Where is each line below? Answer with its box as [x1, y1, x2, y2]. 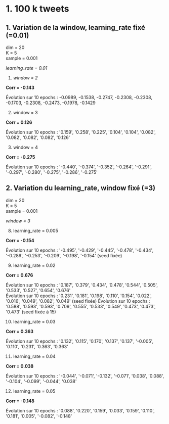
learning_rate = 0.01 [6, 65, 48, 71]
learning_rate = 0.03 [13, 318, 56, 324]
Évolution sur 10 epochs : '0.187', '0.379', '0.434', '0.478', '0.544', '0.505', [6, 281, 158, 288]
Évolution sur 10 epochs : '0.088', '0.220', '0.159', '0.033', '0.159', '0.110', [6, 407, 155, 413]
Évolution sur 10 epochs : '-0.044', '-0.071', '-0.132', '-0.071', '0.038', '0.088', [6, 372, 164, 379]
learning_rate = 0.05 [13, 388, 56, 394]
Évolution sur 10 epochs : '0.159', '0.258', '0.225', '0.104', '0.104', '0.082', [6, 129, 156, 135]
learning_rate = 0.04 [13, 353, 56, 359]
